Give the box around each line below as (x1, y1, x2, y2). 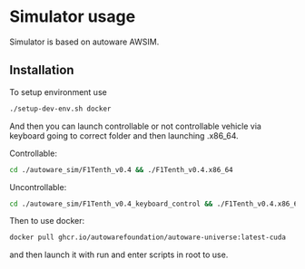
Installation (9, 62, 74, 78)
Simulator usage (9, 6, 136, 27)
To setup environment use (9, 86, 107, 97)
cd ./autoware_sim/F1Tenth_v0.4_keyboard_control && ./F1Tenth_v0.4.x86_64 (9, 199, 302, 208)
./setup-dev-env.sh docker (9, 104, 112, 113)
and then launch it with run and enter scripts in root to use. (9, 249, 229, 260)
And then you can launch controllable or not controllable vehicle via (9, 120, 261, 131)
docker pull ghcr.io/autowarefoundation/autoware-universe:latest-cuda (9, 233, 286, 242)
